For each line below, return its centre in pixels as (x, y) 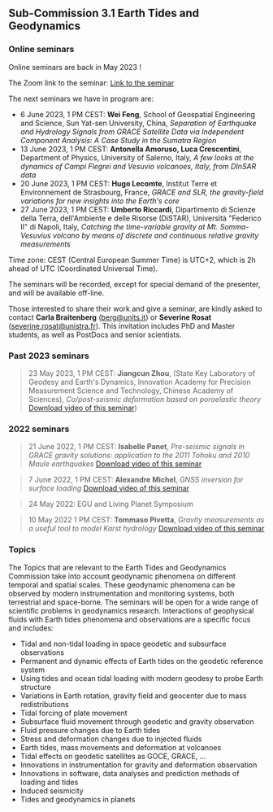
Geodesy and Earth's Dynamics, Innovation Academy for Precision (139, 382)
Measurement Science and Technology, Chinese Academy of (131, 391)
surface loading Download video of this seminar (108, 488)
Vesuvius (35, 235)
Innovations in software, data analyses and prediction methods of (130, 773)
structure (35, 687)
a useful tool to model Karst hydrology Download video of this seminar (146, 529)
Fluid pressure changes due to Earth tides (90, 730)
